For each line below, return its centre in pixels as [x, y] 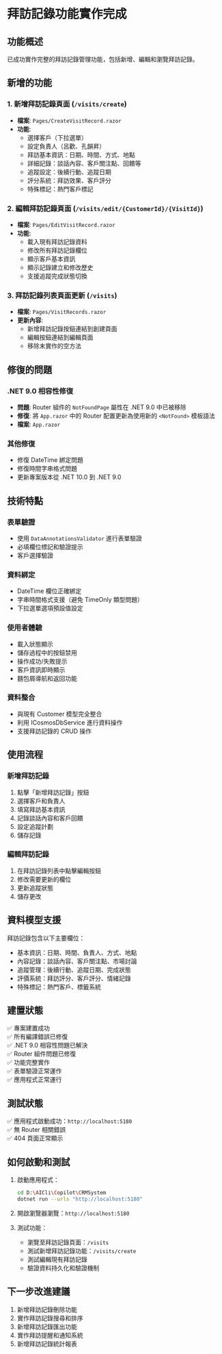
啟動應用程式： [38, 1180]
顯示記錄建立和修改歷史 [60, 267]
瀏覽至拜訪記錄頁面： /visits [68, 1242]
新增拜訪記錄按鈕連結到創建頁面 [72, 329]
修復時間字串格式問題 [47, 469]
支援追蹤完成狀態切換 [57, 276]
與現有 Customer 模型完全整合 [59, 714]
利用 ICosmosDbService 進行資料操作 [70, 722]
